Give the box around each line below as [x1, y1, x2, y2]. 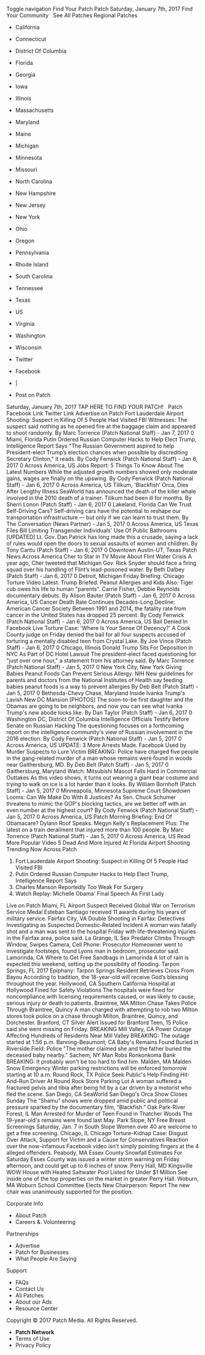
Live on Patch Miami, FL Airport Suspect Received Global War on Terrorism [6, 902, 196, 909]
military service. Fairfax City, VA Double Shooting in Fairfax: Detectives [6, 915, 185, 922]
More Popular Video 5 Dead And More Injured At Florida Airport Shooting [6, 839, 190, 846]
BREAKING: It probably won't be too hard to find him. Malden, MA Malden [6, 1058, 192, 1065]
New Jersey [15, 201, 46, 209]
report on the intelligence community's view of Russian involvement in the [6, 729, 193, 735]
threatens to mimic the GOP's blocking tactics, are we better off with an [6, 800, 187, 807]
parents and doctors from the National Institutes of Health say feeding [6, 677, 183, 683]
